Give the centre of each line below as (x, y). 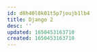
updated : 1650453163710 (41, 32)
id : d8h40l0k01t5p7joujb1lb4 (48, 13)
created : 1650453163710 (41, 38)
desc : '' (19, 26)
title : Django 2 (30, 20)
